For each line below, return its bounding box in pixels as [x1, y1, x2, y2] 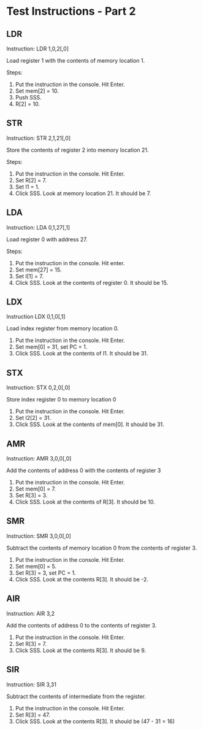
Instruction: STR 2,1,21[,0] [6, 134, 71, 142]
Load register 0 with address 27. [6, 235, 88, 243]
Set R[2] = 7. [15, 176, 47, 184]
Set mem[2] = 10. [15, 87, 59, 95]
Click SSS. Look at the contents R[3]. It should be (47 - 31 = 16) [15, 717, 175, 725]
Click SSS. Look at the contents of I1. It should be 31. [15, 350, 148, 357]
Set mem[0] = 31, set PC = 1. [15, 343, 88, 351]
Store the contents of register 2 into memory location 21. [6, 146, 149, 153]
